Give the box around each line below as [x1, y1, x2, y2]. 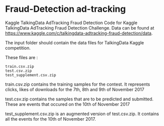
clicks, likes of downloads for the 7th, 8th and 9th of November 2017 [5, 86, 145, 92]
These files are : [5, 54, 38, 60]
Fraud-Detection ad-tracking [5, 3, 126, 15]
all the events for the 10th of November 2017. [5, 116, 96, 122]
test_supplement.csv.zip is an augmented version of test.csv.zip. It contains [5, 111, 159, 117]
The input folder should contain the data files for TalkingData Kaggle [5, 39, 144, 45]
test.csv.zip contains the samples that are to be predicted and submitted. [5, 96, 154, 102]
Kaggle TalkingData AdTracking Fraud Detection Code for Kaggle [5, 20, 137, 26]
